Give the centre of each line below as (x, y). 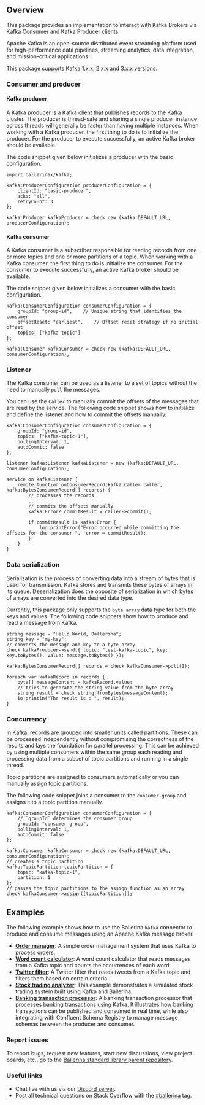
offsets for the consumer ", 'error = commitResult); (76, 533)
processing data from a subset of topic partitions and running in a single (97, 759)
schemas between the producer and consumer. (75, 1024)
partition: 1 (34, 878)
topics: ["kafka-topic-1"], (53, 436)
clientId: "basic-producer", (54, 191)
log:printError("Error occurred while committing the (109, 528)
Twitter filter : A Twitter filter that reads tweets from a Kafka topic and (103, 972)
